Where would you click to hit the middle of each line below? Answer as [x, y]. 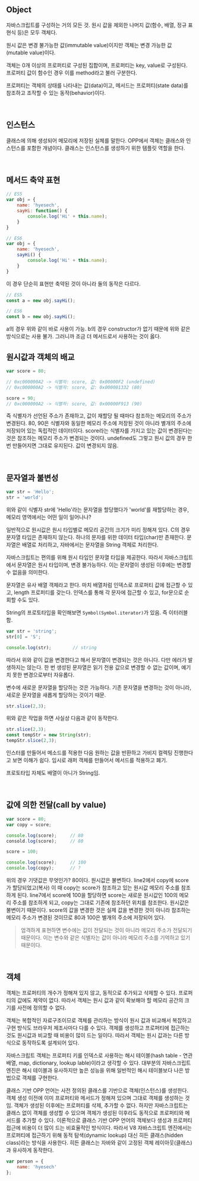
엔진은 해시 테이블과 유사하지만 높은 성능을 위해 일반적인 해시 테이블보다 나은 [95, 1070]
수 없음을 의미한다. [28, 572]
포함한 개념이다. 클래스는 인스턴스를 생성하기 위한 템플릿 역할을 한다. [106, 148]
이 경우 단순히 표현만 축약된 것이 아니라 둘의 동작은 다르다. [73, 283]
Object [19, 10]
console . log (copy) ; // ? [44, 868]
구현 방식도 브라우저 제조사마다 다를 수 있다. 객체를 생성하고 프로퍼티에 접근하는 [98, 1028]
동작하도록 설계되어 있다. [50, 1043]
